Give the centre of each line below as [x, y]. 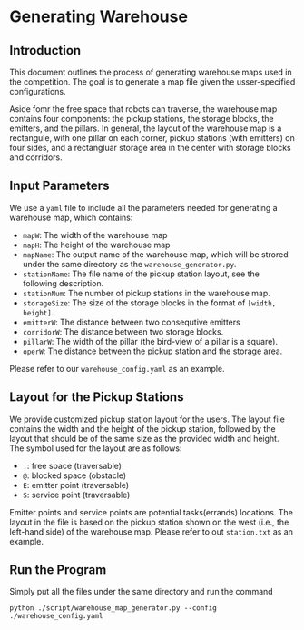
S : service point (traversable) [76, 495]
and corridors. [36, 157]
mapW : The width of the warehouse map [95, 235]
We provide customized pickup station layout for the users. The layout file [147, 419]
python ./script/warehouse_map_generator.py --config [113, 608]
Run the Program [58, 570]
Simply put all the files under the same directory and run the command [142, 592]
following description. [63, 283]
